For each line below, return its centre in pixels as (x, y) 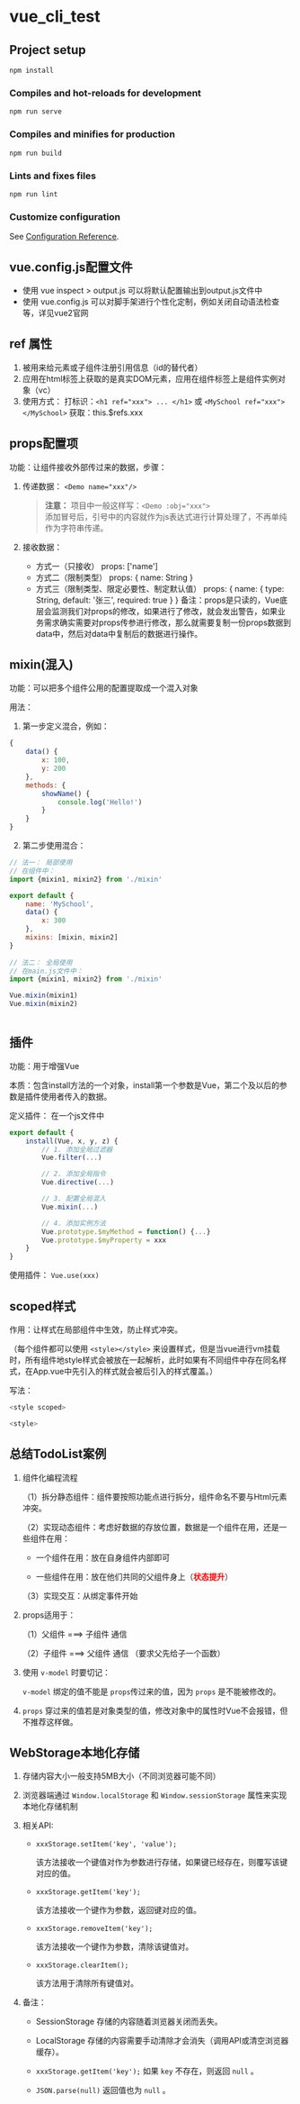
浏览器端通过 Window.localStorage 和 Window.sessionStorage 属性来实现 (154, 1795)
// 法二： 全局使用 (41, 962)
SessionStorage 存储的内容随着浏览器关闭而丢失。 (129, 2022)
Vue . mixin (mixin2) (44, 1004)
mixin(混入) (41, 665)
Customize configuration (65, 216)
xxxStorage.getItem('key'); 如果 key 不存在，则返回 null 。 (147, 2071)
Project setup (48, 50)
